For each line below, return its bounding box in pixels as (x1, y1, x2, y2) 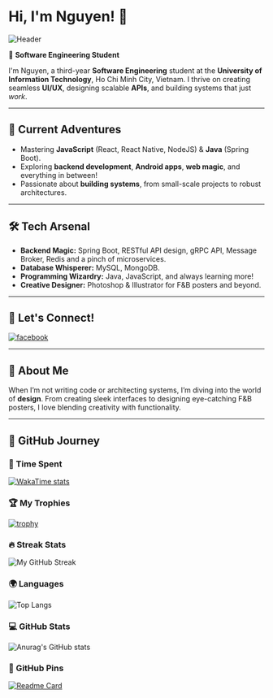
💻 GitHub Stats (8, 621, 71, 632)
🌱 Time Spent (8, 458, 63, 470)
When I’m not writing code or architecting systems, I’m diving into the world (8, 385, 262, 395)
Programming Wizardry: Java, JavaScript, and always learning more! (19, 271, 254, 281)
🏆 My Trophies (8, 497, 71, 509)
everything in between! (19, 170, 97, 180)
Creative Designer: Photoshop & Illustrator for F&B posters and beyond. (19, 280, 262, 289)
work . (8, 91, 28, 101)
